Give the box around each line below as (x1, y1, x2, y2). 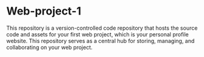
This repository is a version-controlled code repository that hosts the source (6, 24, 198, 32)
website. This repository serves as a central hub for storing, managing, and (6, 37, 195, 44)
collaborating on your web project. (6, 44, 93, 51)
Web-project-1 (6, 4, 82, 18)
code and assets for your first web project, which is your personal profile (6, 30, 189, 38)
